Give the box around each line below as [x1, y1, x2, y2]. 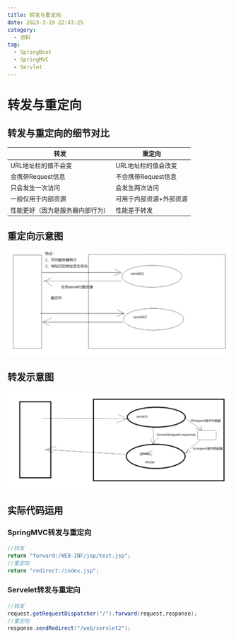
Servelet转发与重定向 [7, 585, 81, 595]
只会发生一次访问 [10, 184, 60, 192]
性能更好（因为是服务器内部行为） [10, 206, 110, 214]
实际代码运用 [7, 504, 64, 516]
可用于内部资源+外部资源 [115, 194, 189, 203]
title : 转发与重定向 [7, 11, 61, 18]
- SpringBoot [13, 49, 52, 56]
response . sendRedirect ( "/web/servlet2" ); [7, 625, 131, 632]
